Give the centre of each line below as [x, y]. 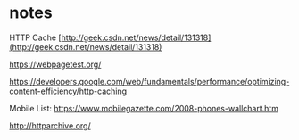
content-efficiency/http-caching [68, 91]
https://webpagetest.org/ [55, 64]
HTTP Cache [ [35, 37]
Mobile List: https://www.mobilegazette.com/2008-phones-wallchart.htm [144, 108]
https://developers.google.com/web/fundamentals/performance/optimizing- [149, 81]
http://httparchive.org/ [50, 125]
